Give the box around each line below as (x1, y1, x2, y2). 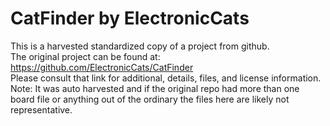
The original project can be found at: (10, 50, 161, 62)
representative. (10, 103, 73, 116)
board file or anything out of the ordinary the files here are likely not (10, 93, 290, 105)
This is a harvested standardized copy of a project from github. (10, 40, 270, 52)
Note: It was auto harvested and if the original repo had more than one (10, 82, 300, 94)
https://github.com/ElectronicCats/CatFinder (10, 61, 194, 73)
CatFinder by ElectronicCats (10, 7, 250, 30)
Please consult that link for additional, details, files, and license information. (10, 72, 322, 84)
